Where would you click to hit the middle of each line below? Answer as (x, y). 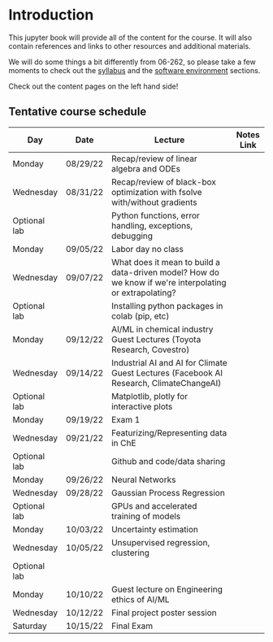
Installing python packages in (167, 306)
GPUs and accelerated (154, 505)
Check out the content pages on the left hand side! (93, 86)
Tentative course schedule (78, 112)
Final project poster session (164, 613)
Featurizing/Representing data (169, 432)
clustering (130, 553)
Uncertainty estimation (155, 529)
